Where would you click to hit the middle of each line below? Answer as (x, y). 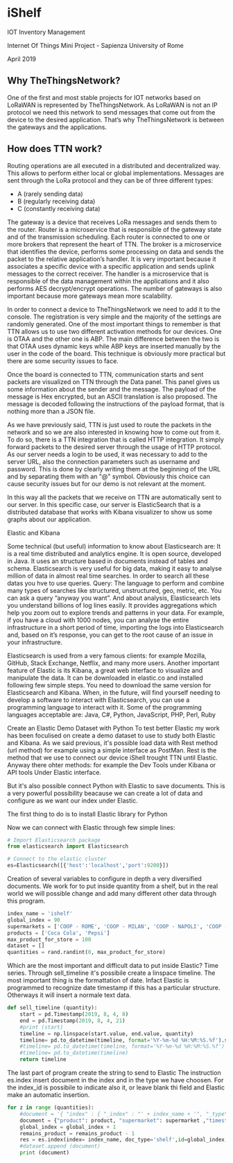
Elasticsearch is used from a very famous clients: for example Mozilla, (107, 655)
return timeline (43, 1060)
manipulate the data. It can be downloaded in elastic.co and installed (105, 678)
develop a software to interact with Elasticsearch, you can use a (98, 700)
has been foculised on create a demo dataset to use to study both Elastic (112, 735)
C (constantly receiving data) (59, 208)
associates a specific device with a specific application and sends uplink (111, 266)
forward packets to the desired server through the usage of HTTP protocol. (114, 446)
